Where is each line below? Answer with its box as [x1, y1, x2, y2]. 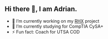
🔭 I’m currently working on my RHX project [11, 18, 100, 24]
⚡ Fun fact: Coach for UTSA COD [11, 29, 80, 35]
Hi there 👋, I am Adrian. [4, 5, 78, 13]
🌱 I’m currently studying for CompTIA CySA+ [11, 23, 104, 29]
